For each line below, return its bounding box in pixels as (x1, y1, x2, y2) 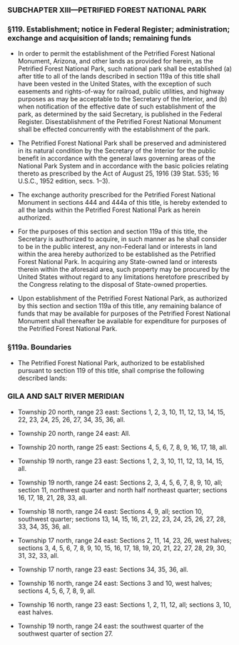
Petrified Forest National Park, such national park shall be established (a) (17, 64, 233, 73)
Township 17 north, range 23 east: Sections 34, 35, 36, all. (17, 565, 189, 574)
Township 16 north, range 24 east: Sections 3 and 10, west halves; (17, 579, 213, 587)
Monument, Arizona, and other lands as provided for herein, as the (17, 57, 214, 66)
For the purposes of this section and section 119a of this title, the (17, 227, 208, 236)
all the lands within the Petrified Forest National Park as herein (17, 205, 201, 215)
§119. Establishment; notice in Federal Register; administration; (7, 24, 230, 34)
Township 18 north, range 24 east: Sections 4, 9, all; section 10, (17, 507, 204, 515)
